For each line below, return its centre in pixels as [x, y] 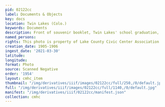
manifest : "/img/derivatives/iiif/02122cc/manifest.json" [66, 92]
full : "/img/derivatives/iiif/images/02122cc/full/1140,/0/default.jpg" [81, 88]
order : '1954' [20, 74]
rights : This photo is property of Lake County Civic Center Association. [83, 42]
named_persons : [21, 37]
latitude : [15, 55]
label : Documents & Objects [34, 14]
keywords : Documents [26, 28]
